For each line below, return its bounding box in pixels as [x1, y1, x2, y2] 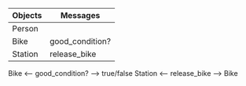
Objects [12, 10, 42, 20]
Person [12, 23, 39, 34]
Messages [60, 10, 101, 20]
